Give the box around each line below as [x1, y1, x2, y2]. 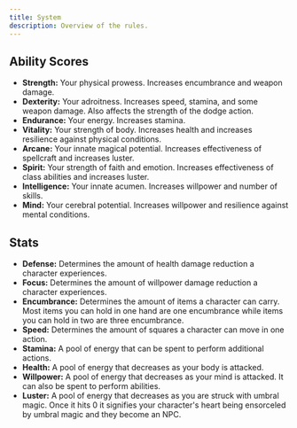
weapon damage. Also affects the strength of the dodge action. [21, 105, 254, 116]
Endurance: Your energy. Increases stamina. [21, 115, 186, 126]
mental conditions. [21, 209, 90, 220]
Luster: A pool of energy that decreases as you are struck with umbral [21, 391, 279, 401]
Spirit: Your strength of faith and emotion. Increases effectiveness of [21, 162, 274, 173]
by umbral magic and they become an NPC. [21, 409, 182, 420]
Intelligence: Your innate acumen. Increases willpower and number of [21, 181, 277, 191]
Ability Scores [9, 54, 90, 69]
